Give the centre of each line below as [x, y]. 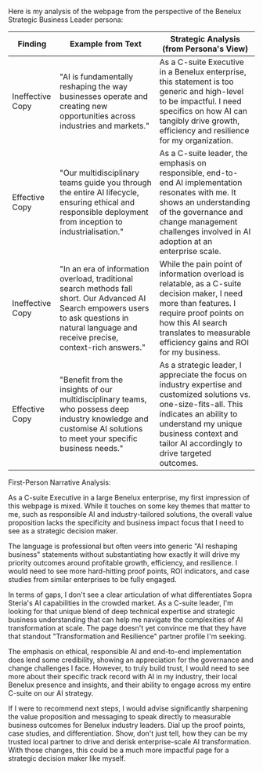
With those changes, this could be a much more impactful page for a [119, 750]
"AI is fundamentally [97, 76]
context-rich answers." [103, 347]
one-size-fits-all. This [201, 404]
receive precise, [89, 338]
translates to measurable [205, 333]
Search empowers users [104, 308]
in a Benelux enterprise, [203, 72]
